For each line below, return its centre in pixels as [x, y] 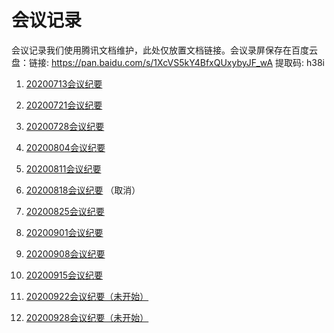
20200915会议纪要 [64, 275]
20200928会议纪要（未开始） [87, 317]
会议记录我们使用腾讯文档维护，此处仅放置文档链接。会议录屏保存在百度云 [164, 50]
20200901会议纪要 [64, 232]
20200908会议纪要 [65, 253]
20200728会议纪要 [65, 126]
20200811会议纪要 [63, 168]
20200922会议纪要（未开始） [87, 296]
